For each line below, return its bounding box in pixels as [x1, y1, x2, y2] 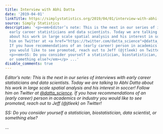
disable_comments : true [5, 61, 53, 66]
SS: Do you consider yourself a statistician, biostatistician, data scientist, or [5, 110, 157, 116]
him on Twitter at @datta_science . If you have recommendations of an [5, 90, 147, 96]
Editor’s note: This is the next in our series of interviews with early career [5, 75, 151, 81]
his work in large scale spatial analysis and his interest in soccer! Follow [5, 85, 150, 91]
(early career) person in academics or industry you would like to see [5, 95, 142, 101]
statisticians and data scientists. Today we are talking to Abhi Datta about [5, 80, 154, 85]
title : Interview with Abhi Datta [5, 7, 75, 12]
